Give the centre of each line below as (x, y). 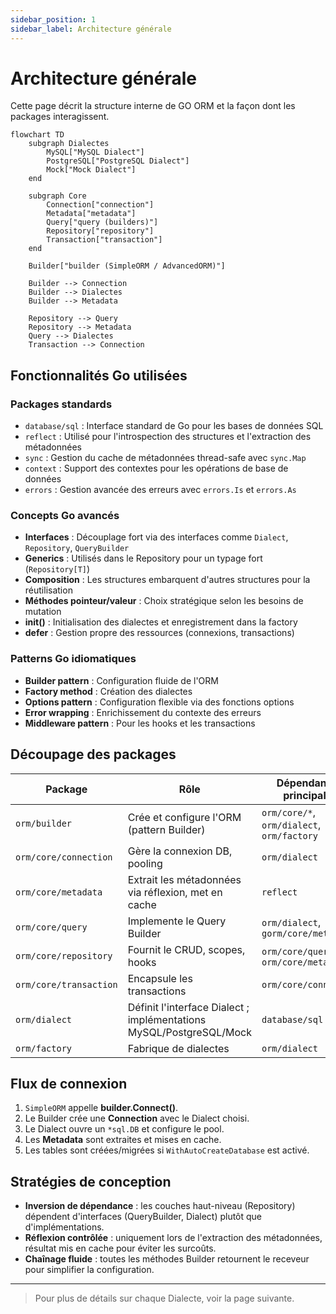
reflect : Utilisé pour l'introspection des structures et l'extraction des (168, 437)
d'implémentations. (64, 1227)
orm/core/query (51, 927)
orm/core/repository (64, 955)
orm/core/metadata (59, 892)
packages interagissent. (60, 117)
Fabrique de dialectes (178, 1048)
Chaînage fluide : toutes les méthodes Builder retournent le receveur (167, 1259)
